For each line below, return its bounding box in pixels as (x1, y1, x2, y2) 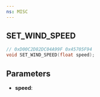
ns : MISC (6, 8, 28, 15)
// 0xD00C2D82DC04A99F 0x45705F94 (6, 46, 93, 52)
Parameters (6, 68, 51, 79)
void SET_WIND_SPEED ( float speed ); (6, 52, 95, 58)
